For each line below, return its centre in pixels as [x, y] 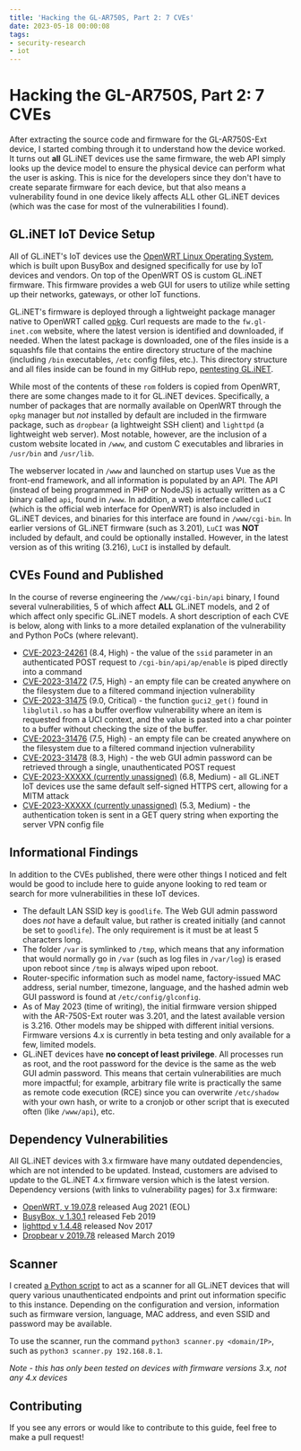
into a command [52, 671]
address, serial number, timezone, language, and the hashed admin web [155, 987]
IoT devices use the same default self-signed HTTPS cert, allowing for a [155, 786]
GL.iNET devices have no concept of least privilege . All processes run [153, 1054]
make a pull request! [47, 1437]
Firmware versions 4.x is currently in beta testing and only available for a [156, 1035]
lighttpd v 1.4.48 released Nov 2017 [87, 1226]
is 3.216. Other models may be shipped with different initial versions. [148, 1025]
